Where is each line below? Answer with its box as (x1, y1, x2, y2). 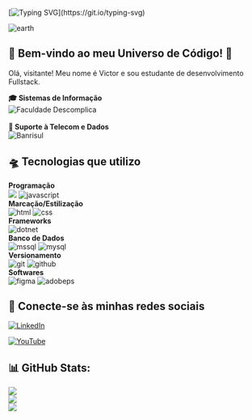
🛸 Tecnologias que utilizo (8, 155, 141, 169)
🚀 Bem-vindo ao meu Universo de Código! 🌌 (8, 47, 233, 61)
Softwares (8, 267, 44, 277)
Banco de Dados (8, 233, 65, 243)
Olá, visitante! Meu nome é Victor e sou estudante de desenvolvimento (8, 68, 244, 78)
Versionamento (8, 250, 62, 260)
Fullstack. (8, 77, 40, 87)
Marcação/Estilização (8, 198, 83, 208)
